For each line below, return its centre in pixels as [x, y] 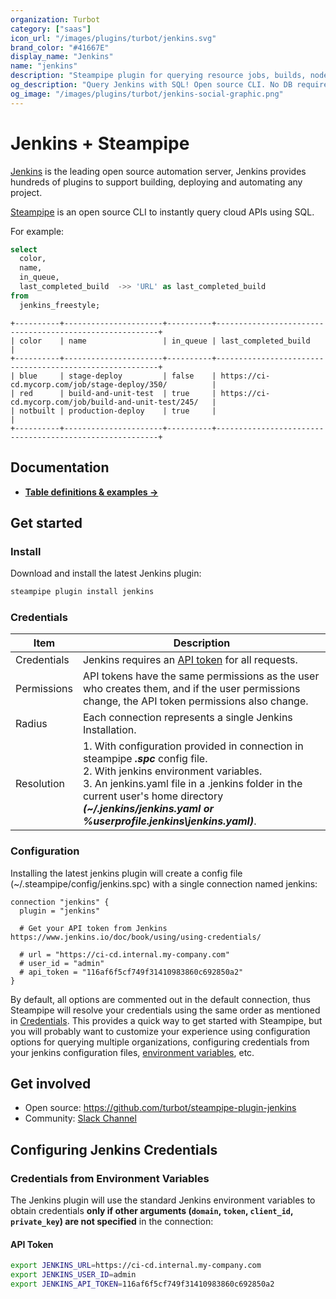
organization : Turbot [55, 19]
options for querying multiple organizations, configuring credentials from [160, 1042]
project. [26, 192]
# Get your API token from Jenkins [93, 928]
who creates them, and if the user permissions [191, 689]
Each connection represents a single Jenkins [187, 718]
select [24, 249]
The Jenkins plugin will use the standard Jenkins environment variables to [163, 1200]
